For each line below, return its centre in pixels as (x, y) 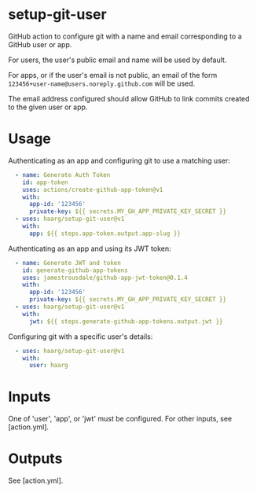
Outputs (35, 459)
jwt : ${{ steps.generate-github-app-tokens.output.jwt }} (126, 321)
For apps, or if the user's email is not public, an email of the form (113, 75)
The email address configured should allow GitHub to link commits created (129, 98)
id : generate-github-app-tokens (75, 270)
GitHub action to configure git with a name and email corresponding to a (125, 36)
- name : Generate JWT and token (68, 263)
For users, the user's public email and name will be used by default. (117, 60)
